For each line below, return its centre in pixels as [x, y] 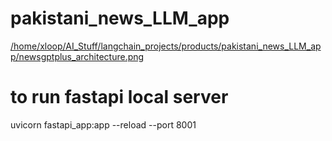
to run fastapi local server [119, 97]
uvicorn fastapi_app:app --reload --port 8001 [103, 124]
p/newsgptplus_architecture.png [77, 56]
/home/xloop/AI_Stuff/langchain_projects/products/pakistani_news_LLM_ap [166, 46]
